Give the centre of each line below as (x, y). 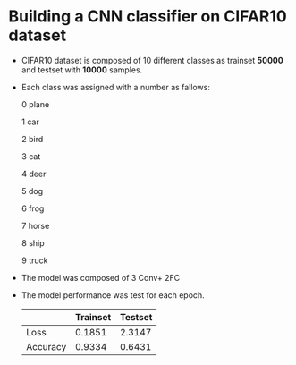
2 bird (32, 139)
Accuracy (46, 346)
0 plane (35, 104)
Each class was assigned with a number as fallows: (116, 87)
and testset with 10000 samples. (82, 70)
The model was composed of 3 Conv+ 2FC (101, 277)
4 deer (34, 174)
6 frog (33, 208)
